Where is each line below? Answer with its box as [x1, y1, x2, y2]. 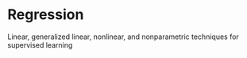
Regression [7, 6, 84, 24]
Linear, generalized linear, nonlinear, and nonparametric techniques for [7, 32, 239, 41]
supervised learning [7, 40, 73, 49]
